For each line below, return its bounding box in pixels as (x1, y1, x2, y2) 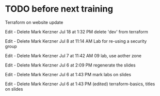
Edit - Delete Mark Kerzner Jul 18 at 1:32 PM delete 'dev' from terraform (5, 29, 148, 34)
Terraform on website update (5, 19, 64, 25)
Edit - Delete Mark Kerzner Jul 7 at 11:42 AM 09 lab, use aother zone (5, 52, 142, 59)
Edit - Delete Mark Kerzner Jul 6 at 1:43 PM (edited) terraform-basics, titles (5, 81, 155, 87)
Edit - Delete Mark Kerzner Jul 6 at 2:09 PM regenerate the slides (5, 62, 136, 68)
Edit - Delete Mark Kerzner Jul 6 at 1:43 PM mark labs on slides (5, 71, 131, 77)
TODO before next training (5, 3, 113, 15)
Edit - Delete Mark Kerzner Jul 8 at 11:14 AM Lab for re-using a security (5, 38, 147, 44)
